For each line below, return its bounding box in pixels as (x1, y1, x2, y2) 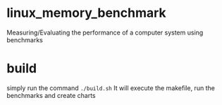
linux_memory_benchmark (6, 5, 166, 21)
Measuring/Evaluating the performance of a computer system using (6, 28, 204, 37)
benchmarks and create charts (6, 91, 96, 99)
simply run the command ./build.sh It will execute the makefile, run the (6, 83, 216, 92)
